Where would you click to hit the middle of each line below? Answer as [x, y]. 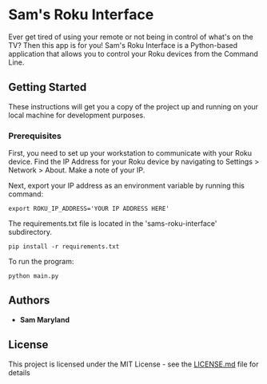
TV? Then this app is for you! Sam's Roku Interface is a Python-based [123, 45]
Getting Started [48, 87]
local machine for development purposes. [77, 115]
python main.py [34, 276]
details [19, 372]
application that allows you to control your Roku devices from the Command [133, 53]
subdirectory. [30, 232]
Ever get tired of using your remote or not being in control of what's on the [131, 37]
